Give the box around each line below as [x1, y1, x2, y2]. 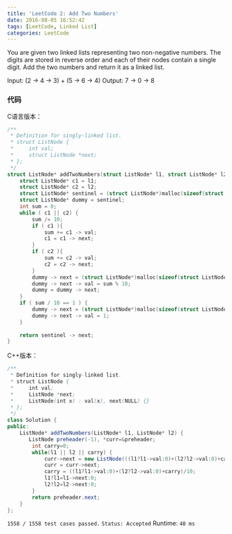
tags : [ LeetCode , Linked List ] [7, 23, 97, 30]
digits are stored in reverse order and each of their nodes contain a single [7, 56, 216, 64]
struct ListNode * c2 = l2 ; [19, 184, 97, 191]
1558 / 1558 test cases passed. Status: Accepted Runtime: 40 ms [7, 519, 195, 528]
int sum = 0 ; [19, 203, 57, 210]
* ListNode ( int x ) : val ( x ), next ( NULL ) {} [10, 397, 150, 405]
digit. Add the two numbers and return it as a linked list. [7, 63, 164, 71]
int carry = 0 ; [32, 442, 70, 450]
